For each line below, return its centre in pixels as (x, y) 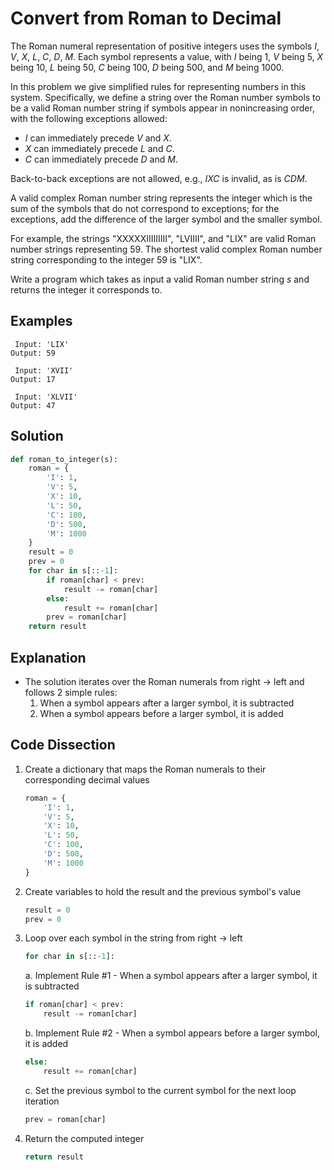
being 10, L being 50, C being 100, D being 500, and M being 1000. (147, 67)
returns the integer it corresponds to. (86, 289)
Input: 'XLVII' (46, 397)
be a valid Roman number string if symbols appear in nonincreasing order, (162, 108)
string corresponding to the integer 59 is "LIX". (106, 259)
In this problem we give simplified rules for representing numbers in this (158, 86)
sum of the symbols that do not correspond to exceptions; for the (145, 208)
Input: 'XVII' (44, 370)
